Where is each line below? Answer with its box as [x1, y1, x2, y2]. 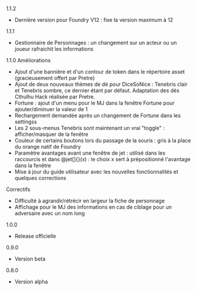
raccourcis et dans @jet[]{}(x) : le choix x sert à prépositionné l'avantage [14, 156, 191, 162]
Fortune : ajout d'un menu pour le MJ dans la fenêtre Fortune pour [14, 99, 175, 106]
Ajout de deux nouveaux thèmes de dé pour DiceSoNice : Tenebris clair [14, 81, 188, 88]
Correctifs [6, 186, 30, 193]
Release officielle [14, 232, 56, 239]
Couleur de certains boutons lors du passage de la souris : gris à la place [14, 137, 192, 144]
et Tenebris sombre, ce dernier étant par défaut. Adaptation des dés [14, 87, 180, 94]
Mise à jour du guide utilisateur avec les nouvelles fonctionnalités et [14, 168, 179, 175]
